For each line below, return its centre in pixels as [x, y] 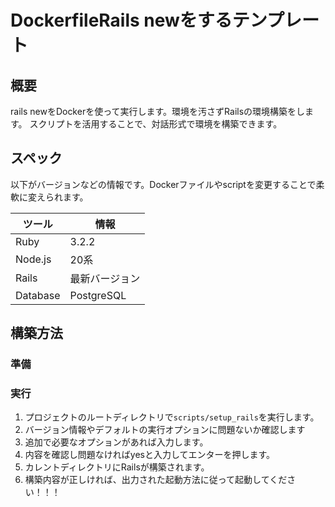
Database [38, 295]
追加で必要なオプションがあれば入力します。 [116, 442]
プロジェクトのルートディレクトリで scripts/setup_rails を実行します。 [172, 417]
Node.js [33, 259]
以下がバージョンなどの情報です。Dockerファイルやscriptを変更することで [163, 184]
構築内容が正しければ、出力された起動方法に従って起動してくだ [156, 480]
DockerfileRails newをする [121, 20]
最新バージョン [105, 278]
